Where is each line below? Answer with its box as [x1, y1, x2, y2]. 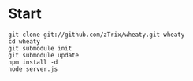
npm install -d [8, 58, 58, 66]
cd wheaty [8, 37, 41, 46]
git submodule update [8, 51, 80, 59]
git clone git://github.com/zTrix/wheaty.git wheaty [8, 31, 185, 39]
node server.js [8, 64, 58, 73]
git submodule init [8, 44, 72, 52]
